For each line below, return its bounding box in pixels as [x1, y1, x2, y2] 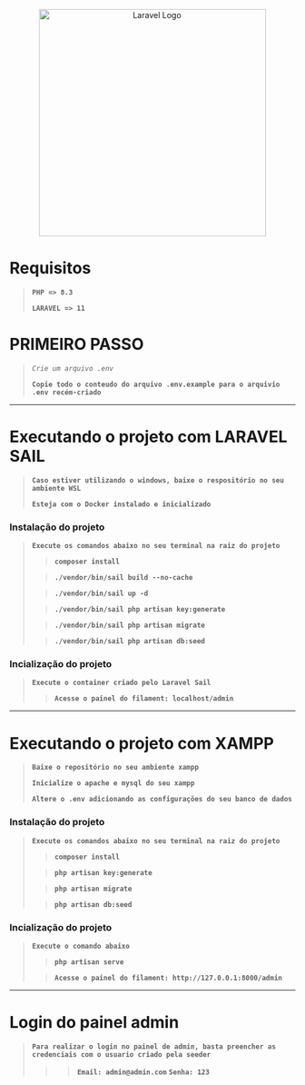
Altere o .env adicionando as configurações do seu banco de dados [31, 795, 292, 804]
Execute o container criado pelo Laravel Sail [31, 678, 212, 688]
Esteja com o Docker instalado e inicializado [31, 500, 212, 509]
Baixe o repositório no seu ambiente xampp [31, 763, 200, 772]
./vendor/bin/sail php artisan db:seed [54, 637, 206, 646]
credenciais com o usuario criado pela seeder [31, 1050, 212, 1059]
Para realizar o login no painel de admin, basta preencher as [31, 1041, 277, 1051]
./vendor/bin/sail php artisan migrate [54, 621, 206, 631]
